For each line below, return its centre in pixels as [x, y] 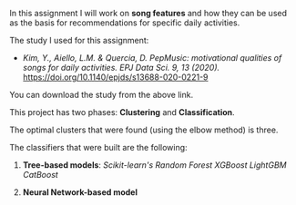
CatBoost [41, 175]
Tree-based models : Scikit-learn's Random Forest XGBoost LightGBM [154, 165]
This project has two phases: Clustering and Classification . [122, 112]
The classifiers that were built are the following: [99, 147]
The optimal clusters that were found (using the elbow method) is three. [144, 130]
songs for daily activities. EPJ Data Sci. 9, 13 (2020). [121, 68]
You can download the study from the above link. [102, 95]
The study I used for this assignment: [79, 40]
